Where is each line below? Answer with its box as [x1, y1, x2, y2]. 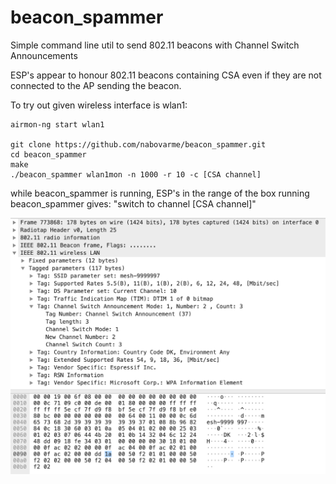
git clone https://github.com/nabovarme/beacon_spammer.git [10, 139, 267, 150]
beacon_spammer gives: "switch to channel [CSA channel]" [10, 197, 257, 210]
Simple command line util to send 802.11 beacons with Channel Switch [10, 39, 300, 51]
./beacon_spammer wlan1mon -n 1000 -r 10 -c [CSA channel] [10, 169, 262, 180]
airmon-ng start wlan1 [10, 119, 105, 130]
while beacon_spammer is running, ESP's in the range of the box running [10, 187, 310, 199]
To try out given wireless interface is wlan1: [10, 99, 188, 111]
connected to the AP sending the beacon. [10, 79, 182, 91]
